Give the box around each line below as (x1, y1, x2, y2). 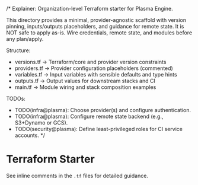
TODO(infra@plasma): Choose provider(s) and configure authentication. (14, 107, 191, 113)
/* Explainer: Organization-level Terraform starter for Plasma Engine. (6, 5, 173, 12)
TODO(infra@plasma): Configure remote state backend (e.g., (14, 113, 164, 120)
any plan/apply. (6, 36, 44, 42)
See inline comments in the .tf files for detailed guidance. (6, 172, 148, 179)
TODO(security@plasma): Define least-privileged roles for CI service (14, 126, 183, 132)
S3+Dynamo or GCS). (14, 119, 68, 126)
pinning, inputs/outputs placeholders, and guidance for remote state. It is (6, 23, 184, 30)
